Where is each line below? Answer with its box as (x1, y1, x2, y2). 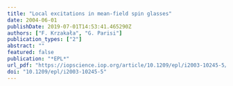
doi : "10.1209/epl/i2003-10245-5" (7, 68, 107, 75)
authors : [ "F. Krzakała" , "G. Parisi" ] (7, 29, 123, 37)
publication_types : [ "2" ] (7, 36, 82, 43)
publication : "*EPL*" (7, 55, 70, 62)
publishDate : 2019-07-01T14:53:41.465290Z (7, 23, 132, 30)
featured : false (7, 49, 54, 56)
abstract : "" (7, 42, 45, 49)
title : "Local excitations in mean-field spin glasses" (7, 10, 172, 17)
